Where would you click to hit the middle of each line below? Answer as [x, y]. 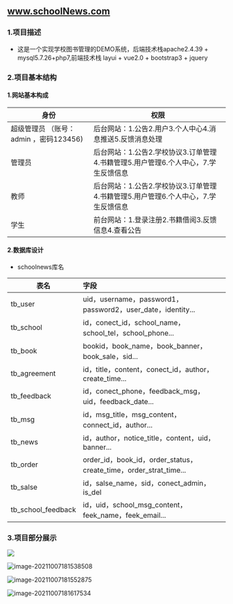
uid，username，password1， [133, 299]
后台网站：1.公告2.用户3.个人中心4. [151, 128]
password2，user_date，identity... [139, 310]
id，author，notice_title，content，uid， [149, 438]
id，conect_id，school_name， [134, 323]
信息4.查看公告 [118, 230]
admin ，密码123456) [47, 139]
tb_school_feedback [43, 510]
